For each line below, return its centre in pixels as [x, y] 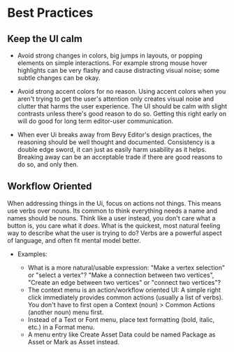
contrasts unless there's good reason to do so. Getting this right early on [122, 114]
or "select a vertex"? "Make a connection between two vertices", [121, 275]
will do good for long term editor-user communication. [95, 121]
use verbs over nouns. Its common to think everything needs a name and [112, 211]
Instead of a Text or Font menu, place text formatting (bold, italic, [121, 319]
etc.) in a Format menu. [61, 327]
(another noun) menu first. [66, 312]
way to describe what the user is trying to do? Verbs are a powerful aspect [115, 233]
